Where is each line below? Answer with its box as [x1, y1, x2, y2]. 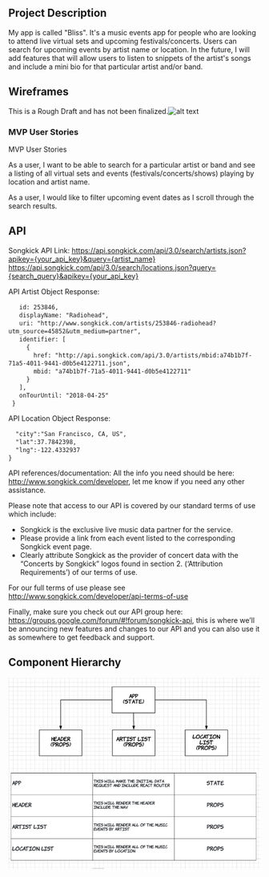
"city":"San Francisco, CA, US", [15, 430, 127, 438]
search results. [8, 200, 58, 211]
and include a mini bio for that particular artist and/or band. [8, 62, 203, 71]
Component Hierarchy [8, 656, 122, 669]
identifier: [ [18, 335, 66, 343]
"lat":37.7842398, [15, 438, 78, 446]
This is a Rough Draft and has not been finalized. [8, 106, 169, 115]
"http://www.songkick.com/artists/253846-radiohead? [37, 319, 217, 327]
